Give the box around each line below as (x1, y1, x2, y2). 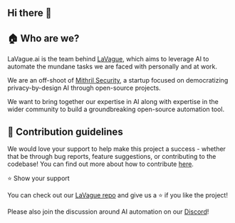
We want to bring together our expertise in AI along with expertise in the (7, 98, 219, 106)
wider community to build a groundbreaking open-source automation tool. (7, 105, 225, 114)
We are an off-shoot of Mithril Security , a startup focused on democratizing (7, 76, 229, 85)
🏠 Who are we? (7, 32, 80, 44)
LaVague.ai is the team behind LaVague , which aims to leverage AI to (7, 55, 209, 63)
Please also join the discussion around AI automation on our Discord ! (7, 207, 209, 216)
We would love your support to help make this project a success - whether (7, 145, 226, 153)
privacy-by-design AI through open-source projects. (7, 83, 162, 93)
